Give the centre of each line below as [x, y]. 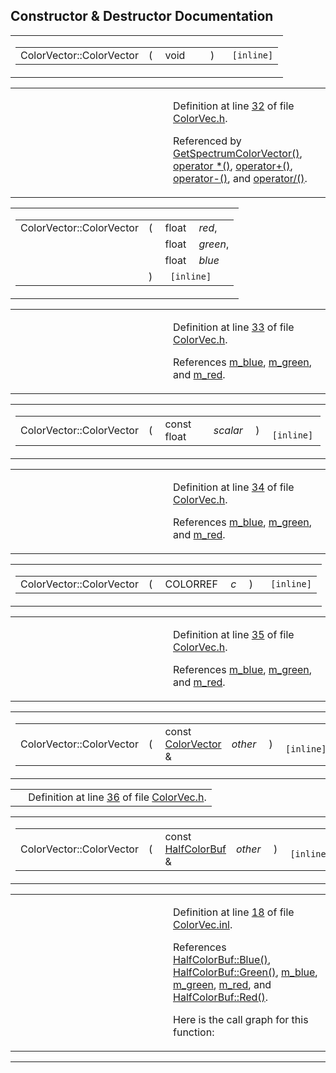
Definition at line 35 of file [234, 634]
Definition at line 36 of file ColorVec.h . [117, 797]
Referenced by [207, 141]
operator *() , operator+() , [233, 166]
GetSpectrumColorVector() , [238, 153]
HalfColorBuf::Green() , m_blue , [245, 972]
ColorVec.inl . [203, 924]
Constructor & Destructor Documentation [142, 16]
